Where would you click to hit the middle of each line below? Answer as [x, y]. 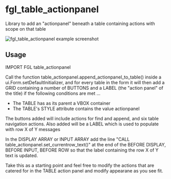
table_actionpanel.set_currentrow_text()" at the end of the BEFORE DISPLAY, [86, 144]
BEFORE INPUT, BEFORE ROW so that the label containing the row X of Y [82, 150]
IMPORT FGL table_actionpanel [38, 67]
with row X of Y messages [33, 129]
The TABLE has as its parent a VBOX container [62, 103]
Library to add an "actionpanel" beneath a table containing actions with [80, 23]
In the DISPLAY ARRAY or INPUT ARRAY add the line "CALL [68, 139]
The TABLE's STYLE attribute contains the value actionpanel [76, 109]
